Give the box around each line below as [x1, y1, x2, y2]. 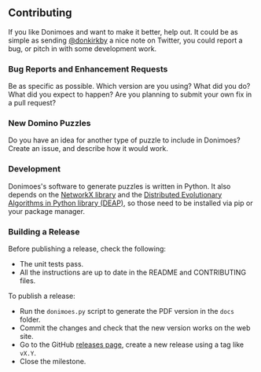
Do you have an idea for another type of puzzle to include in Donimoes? [8, 135, 241, 145]
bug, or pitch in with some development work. [8, 43, 157, 53]
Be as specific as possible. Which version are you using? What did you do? [8, 82, 251, 91]
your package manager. [8, 206, 85, 215]
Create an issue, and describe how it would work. [8, 144, 169, 153]
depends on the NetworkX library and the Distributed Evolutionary [8, 190, 222, 199]
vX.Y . [19, 348, 37, 357]
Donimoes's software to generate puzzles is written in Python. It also [8, 181, 231, 191]
